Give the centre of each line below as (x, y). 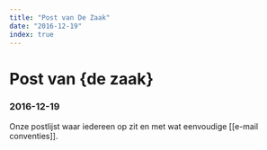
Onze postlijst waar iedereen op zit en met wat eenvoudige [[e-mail (134, 126)
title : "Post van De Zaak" (60, 18)
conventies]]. (34, 136)
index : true (31, 34)
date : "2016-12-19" (46, 26)
